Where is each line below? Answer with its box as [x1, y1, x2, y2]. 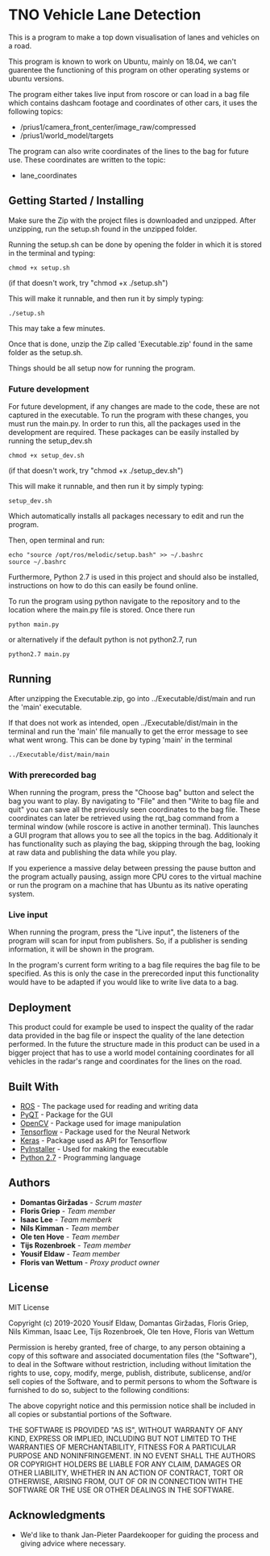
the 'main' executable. [8, 702, 82, 712]
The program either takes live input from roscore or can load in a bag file [8, 89, 250, 98]
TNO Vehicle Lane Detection [8, 6, 201, 24]
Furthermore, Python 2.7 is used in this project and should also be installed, [8, 572, 260, 582]
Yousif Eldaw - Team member [19, 1249, 121, 1258]
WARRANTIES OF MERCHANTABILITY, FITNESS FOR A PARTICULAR [8, 1442, 236, 1452]
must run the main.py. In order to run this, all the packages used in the [8, 419, 241, 429]
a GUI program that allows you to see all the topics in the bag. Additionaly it [8, 830, 258, 840]
